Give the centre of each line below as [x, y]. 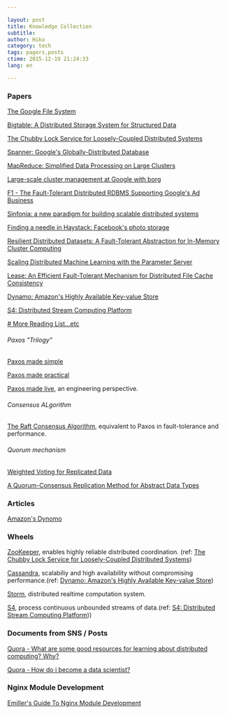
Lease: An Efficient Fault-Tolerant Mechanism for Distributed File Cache [110, 276]
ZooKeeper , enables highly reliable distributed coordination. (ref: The [107, 552]
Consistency [25, 283]
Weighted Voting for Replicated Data [60, 472]
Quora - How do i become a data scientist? [69, 669]
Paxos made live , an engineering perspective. [73, 389]
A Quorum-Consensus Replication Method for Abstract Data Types [103, 485]
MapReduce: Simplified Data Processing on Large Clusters [91, 166]
